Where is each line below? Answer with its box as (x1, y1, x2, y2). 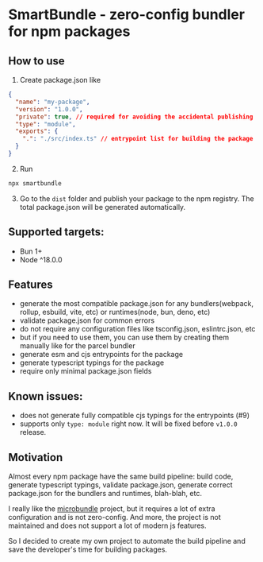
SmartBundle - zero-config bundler (8, 6, 246, 24)
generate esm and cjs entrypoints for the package (19, 350, 184, 359)
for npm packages (8, 22, 131, 41)
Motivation (8, 451, 63, 464)
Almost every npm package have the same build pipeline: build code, (8, 471, 234, 481)
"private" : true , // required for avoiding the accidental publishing (15, 113, 253, 121)
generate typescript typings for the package (19, 358, 165, 367)
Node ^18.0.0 (19, 254, 63, 264)
